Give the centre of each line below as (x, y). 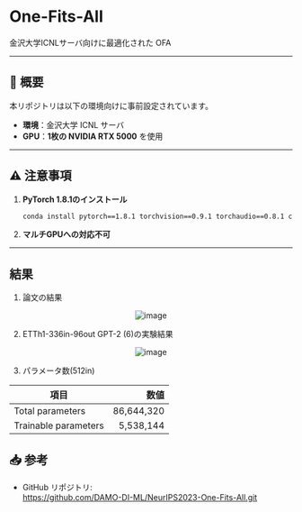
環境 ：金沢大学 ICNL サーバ (73, 124)
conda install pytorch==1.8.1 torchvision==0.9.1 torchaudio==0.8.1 (153, 216)
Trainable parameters (59, 425)
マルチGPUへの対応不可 (66, 234)
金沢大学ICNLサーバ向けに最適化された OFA (90, 42)
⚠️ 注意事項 (40, 176)
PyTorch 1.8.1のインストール (75, 199)
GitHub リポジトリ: (57, 488)
